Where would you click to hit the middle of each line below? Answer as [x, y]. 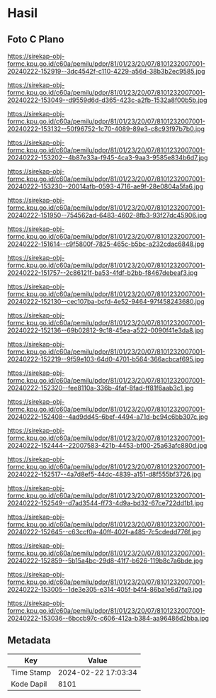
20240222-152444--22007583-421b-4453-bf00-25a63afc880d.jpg [107, 445]
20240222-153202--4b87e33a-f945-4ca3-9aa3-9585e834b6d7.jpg [108, 158]
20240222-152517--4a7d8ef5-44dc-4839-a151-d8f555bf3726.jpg [104, 474]
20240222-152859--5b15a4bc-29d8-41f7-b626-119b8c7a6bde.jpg [105, 561]
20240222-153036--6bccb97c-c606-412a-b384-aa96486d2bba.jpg [108, 618]
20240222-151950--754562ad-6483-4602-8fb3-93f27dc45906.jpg [107, 215]
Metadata [29, 640]
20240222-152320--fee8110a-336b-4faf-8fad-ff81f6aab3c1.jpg [101, 388]
